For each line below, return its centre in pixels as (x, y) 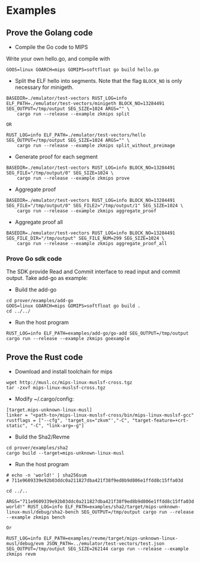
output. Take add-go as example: (47, 278)
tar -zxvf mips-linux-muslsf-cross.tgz (56, 388)
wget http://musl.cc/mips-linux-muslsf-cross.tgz (69, 383)
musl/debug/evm (25, 544)
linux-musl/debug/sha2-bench (43, 512)
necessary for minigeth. (44, 87)
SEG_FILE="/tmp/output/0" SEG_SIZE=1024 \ (60, 173)
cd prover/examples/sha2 (37, 448)
